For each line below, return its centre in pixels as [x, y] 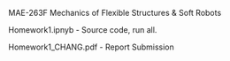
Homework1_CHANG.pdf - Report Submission [91, 47]
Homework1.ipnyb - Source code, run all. [83, 30]
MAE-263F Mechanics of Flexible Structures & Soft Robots [115, 13]
